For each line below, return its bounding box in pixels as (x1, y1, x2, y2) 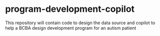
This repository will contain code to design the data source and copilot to (5, 20, 156, 26)
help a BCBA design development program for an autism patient (5, 25, 137, 31)
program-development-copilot (5, 3, 135, 15)
